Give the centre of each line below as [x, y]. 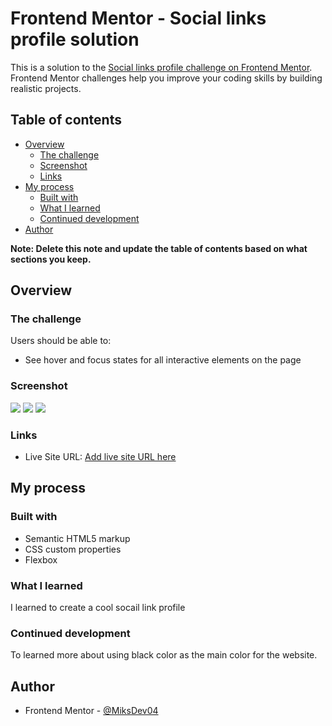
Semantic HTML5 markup [77, 538]
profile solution [75, 39]
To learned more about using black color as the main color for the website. [164, 655]
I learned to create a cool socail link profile [98, 608]
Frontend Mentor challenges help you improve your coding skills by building [166, 78]
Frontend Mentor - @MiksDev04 [91, 711]
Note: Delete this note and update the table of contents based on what [159, 248]
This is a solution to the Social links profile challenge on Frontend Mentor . [161, 67]
